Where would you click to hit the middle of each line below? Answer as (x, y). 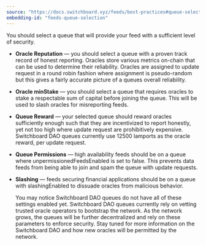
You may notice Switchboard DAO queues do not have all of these (98, 197)
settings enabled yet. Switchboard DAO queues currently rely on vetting (106, 204)
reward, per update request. (51, 142)
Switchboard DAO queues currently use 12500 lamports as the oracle (103, 136)
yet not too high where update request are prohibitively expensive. (99, 129)
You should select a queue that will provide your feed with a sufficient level (101, 35)
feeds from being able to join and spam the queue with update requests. (106, 167)
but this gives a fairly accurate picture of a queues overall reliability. (101, 80)
